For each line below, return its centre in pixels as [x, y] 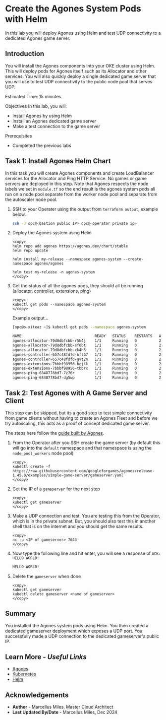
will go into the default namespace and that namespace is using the [82, 448]
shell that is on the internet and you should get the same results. [78, 526]
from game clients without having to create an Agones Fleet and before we [82, 418]
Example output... [30, 318]
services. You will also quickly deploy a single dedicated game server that [81, 76]
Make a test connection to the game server [56, 126]
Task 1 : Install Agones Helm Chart [58, 161]
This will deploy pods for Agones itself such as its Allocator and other [76, 71]
